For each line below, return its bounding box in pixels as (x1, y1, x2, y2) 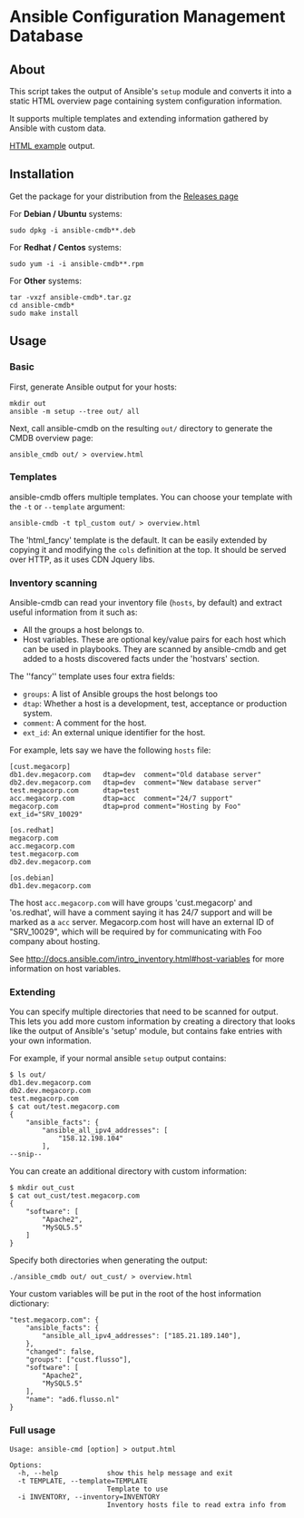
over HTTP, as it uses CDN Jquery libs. (9, 554, 156, 565)
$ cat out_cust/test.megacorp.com (9, 1191, 141, 1200)
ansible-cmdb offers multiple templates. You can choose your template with (9, 491, 293, 502)
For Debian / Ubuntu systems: (9, 208, 123, 219)
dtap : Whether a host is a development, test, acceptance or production (22, 698, 288, 709)
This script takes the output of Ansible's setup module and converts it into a (9, 86, 292, 96)
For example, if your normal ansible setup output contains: (9, 1053, 227, 1064)
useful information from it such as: (9, 606, 138, 618)
